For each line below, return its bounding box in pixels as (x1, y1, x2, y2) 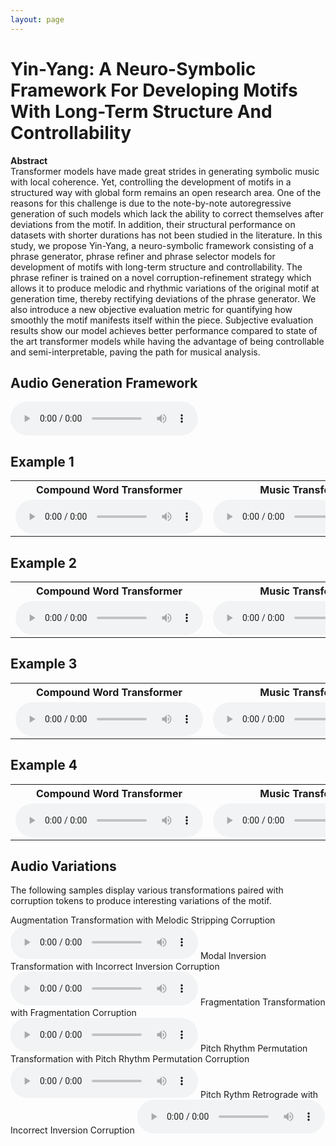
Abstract (10, 154, 48, 166)
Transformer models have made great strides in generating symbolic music (10, 165, 320, 177)
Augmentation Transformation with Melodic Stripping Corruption (10, 914, 276, 926)
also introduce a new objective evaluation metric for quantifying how (10, 303, 293, 315)
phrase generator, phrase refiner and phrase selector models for (10, 250, 276, 262)
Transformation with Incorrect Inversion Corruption (10, 961, 220, 973)
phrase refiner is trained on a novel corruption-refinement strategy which (10, 271, 312, 283)
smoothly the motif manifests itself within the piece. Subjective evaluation (10, 314, 314, 326)
